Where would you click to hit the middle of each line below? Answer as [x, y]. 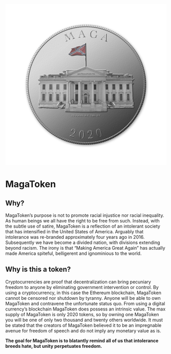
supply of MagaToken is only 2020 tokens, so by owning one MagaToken [82, 314]
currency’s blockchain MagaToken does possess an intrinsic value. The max [85, 309]
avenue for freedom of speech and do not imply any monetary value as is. [83, 330]
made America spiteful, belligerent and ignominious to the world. [73, 253]
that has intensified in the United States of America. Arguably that [74, 231]
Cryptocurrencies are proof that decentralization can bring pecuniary [78, 282]
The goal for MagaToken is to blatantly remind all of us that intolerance [82, 340]
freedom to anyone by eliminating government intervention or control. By [82, 287]
